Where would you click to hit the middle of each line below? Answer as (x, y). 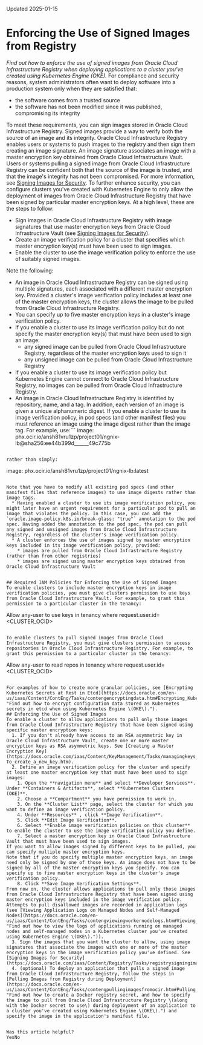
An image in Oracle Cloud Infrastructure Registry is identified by (95, 398)
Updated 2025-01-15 (32, 9)
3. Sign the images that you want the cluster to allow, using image (101, 942)
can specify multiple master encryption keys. (66, 852)
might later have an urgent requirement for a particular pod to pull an (101, 508)
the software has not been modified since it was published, (89, 107)
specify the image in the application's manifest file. (78, 1016)
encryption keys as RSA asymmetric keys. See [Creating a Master (90, 746)
